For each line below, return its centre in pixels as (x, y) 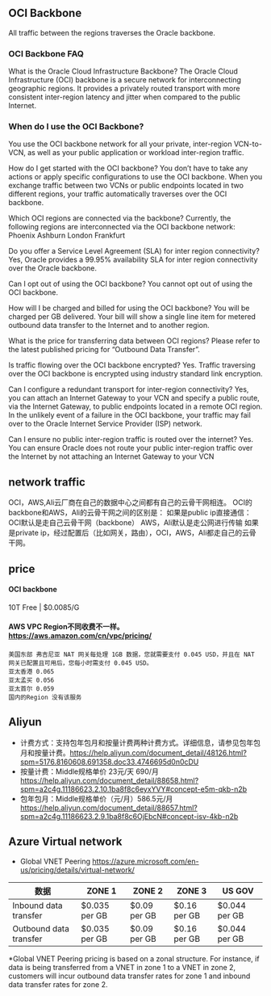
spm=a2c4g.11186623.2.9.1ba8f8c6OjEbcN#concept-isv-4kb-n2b (129, 816)
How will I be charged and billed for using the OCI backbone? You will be (129, 308)
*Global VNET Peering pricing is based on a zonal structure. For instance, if (134, 958)
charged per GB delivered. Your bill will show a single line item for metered (132, 317)
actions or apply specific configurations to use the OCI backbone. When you (135, 177)
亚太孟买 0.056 (31, 681)
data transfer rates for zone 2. (58, 984)
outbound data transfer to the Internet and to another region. (109, 326)
